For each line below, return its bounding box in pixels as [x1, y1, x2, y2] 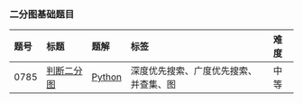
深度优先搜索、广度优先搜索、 [130, 65, 257, 78]
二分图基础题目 [9, 7, 75, 20]
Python [91, 70, 122, 83]
